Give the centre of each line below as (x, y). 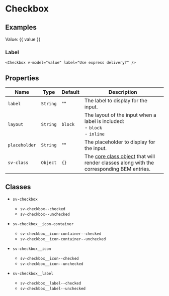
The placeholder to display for (120, 142)
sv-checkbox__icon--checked (49, 258)
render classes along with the (119, 163)
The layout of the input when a (120, 115)
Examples (21, 27)
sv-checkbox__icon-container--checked (61, 234)
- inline (94, 134)
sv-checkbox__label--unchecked (53, 288)
